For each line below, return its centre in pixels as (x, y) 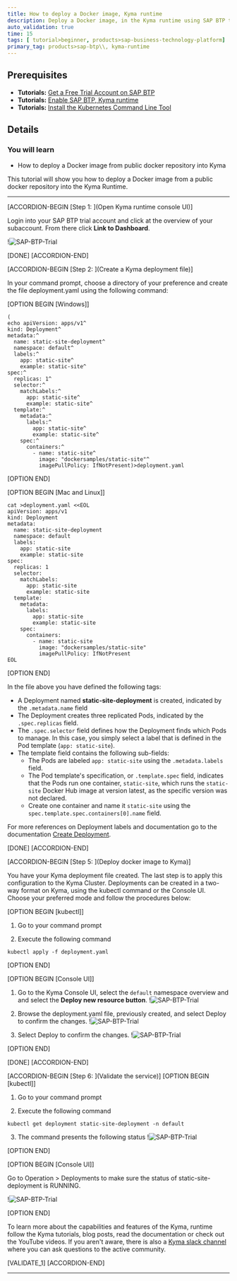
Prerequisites (37, 75)
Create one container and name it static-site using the (109, 805)
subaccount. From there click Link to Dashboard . (79, 228)
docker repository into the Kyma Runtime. (68, 186)
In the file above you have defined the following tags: (84, 686)
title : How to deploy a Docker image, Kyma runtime (85, 14)
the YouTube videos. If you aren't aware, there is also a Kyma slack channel (117, 1241)
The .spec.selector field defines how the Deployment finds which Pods (122, 730)
